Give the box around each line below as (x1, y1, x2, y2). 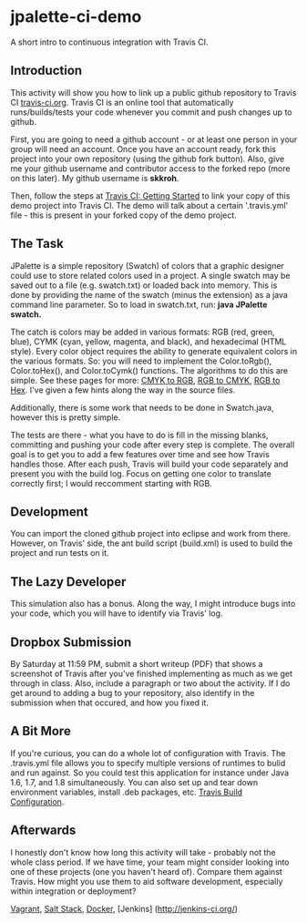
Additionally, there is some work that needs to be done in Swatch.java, (10, 402, 274, 413)
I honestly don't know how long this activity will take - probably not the (10, 846, 276, 857)
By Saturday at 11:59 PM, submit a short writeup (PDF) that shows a (10, 659, 263, 669)
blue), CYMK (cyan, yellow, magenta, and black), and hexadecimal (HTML (10, 335, 287, 347)
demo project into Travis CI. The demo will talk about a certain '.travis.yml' (10, 200, 289, 210)
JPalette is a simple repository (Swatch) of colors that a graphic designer (10, 260, 285, 271)
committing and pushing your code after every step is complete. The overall (10, 439, 295, 450)
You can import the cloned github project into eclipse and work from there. (10, 528, 291, 539)
